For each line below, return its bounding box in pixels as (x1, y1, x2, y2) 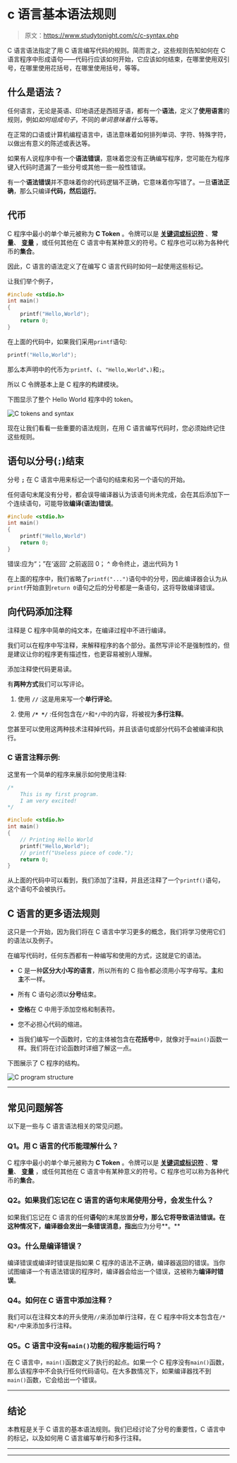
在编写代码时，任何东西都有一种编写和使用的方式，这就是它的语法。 (7, 951, 205, 960)
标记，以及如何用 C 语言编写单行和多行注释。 (13, 1434, 146, 1443)
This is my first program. (20, 790, 99, 797)
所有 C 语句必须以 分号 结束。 (17, 990, 100, 998)
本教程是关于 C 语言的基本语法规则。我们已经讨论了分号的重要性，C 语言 (7, 1425, 220, 1433)
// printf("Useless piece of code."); (20, 849, 134, 857)
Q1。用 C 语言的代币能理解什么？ (7, 1141, 119, 1151)
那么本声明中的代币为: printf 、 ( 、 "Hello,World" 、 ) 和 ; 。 (7, 365, 169, 374)
